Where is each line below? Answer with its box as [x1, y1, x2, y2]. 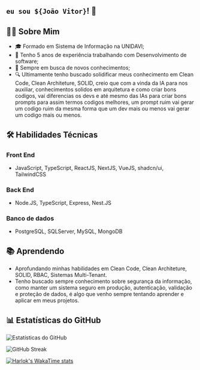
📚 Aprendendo [6, 246, 65, 256]
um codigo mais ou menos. [14, 112, 82, 119]
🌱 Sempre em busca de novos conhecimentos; [14, 64, 131, 71]
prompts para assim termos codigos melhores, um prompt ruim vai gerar [14, 99, 195, 106]
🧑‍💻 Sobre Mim [6, 26, 60, 37]
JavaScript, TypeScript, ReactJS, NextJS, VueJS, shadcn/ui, [14, 164, 164, 171]
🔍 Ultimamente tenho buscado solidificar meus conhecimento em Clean [14, 71, 193, 78]
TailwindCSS [14, 171, 47, 178]
